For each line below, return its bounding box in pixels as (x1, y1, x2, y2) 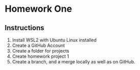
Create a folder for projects (12, 48, 69, 54)
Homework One (5, 3, 72, 15)
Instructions (5, 24, 44, 32)
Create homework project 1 (12, 53, 69, 59)
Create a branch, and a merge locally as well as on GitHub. (12, 59, 135, 64)
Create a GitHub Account (12, 42, 65, 49)
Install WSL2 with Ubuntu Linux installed (12, 37, 97, 43)
